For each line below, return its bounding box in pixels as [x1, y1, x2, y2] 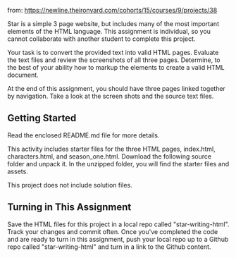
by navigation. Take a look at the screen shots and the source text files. [7, 92, 214, 100]
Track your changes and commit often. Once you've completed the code [7, 227, 218, 235]
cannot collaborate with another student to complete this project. [7, 35, 196, 43]
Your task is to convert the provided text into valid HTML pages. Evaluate [7, 49, 219, 56]
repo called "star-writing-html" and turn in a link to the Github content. [7, 242, 211, 251]
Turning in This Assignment [7, 201, 132, 214]
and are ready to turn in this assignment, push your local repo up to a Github [7, 235, 229, 243]
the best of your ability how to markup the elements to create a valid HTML [7, 63, 225, 71]
